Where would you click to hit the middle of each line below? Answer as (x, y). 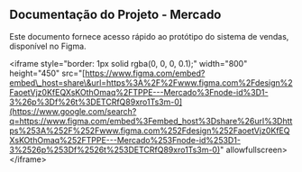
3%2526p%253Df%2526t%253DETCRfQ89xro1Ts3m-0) (115, 149)
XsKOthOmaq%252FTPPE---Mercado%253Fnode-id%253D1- (125, 140)
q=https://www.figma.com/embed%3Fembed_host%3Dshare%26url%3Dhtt (151, 121)
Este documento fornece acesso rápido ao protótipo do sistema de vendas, (149, 36)
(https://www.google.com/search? (73, 111)
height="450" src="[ (47, 73)
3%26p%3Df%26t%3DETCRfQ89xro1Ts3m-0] (96, 102)
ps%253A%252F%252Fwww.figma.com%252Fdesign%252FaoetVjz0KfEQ (150, 131)
